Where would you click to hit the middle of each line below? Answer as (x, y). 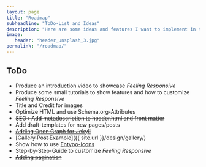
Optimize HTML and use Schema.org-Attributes (75, 111)
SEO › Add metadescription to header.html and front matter (90, 118)
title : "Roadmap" (29, 18)
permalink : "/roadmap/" (37, 46)
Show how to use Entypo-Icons (55, 144)
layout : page (23, 12)
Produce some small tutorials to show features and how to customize (102, 92)
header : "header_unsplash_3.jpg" (57, 40)
